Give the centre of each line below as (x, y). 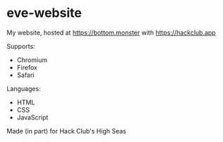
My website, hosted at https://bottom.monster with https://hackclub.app (111, 32)
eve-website (44, 13)
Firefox (27, 67)
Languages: (24, 88)
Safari (25, 75)
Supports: (21, 46)
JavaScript (32, 117)
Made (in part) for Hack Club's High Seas (66, 131)
